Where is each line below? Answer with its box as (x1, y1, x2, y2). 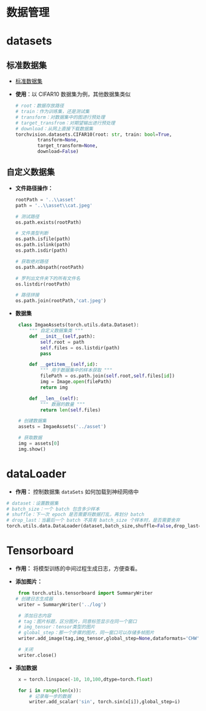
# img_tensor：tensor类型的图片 (18, 624, 96, 630)
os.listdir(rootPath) (15, 281, 71, 287)
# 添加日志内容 (18, 612, 51, 619)
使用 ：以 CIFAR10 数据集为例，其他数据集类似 (15, 90, 131, 98)
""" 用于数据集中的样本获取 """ (40, 367, 113, 373)
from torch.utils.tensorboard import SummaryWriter (18, 590, 153, 596)
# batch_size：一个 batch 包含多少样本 (6, 506, 100, 512)
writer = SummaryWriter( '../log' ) (18, 601, 107, 608)
